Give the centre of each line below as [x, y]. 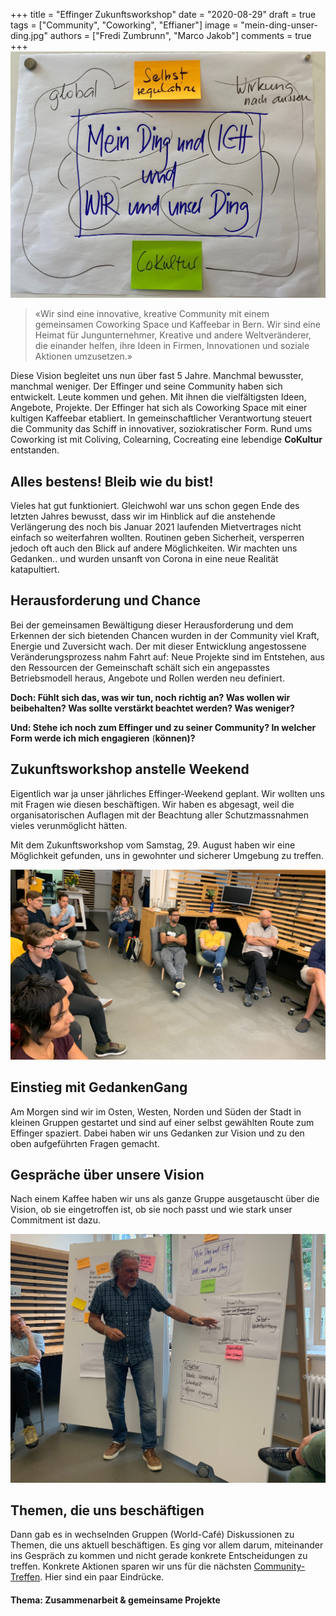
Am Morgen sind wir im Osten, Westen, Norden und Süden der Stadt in [156, 1111]
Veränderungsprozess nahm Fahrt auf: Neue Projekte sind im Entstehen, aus [167, 656]
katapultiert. [35, 570]
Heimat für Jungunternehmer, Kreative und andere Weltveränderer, [173, 335]
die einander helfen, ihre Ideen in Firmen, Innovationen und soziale [172, 346]
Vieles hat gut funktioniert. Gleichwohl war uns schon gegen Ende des [155, 506]
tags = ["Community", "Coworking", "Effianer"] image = [124, 25]
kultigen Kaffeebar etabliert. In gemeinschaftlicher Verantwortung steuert [161, 418]
